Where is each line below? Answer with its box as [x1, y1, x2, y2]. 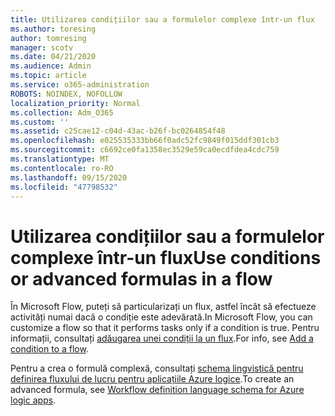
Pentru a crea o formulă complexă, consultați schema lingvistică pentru [10, 362, 304, 375]
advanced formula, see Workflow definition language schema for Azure [10, 384, 305, 396]
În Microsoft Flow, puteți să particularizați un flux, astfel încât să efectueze [10, 301, 317, 313]
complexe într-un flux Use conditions [10, 246, 322, 269]
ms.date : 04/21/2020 [10, 52, 97, 62]
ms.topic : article [10, 71, 87, 81]
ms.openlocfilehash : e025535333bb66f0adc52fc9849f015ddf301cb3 [10, 136, 280, 146]
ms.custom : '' [10, 117, 70, 127]
